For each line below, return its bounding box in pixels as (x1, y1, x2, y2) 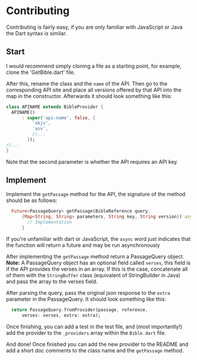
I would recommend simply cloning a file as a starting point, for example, (6, 62, 182, 69)
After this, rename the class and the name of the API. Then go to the (6, 80, 168, 87)
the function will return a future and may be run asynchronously (6, 241, 160, 248)
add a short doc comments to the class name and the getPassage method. (6, 346, 184, 354)
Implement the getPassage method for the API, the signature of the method (6, 191, 186, 198)
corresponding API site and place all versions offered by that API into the (6, 86, 182, 93)
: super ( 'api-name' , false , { (21, 115, 96, 121)
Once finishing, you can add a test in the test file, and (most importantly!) (6, 323, 183, 330)
